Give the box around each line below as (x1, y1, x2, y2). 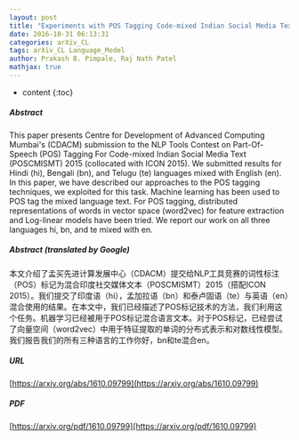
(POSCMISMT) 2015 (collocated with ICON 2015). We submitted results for (9, 157, 282, 169)
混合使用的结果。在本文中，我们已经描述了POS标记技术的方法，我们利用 (9, 301, 275, 312)
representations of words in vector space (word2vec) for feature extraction (9, 205, 285, 216)
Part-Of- (232, 139, 264, 149)
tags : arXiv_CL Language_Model (9, 46, 125, 55)
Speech (9, 148, 38, 159)
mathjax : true (9, 63, 62, 72)
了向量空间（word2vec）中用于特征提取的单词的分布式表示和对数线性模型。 (9, 324, 287, 334)
